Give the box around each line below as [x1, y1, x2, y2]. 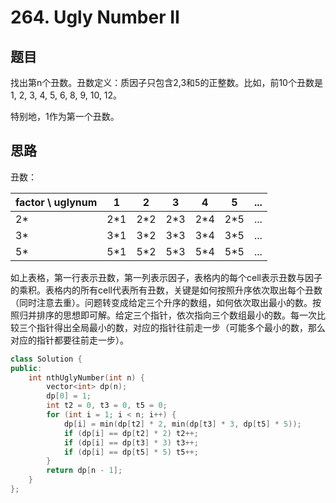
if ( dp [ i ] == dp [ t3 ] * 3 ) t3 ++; [63, 437, 199, 448]
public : [10, 363, 43, 373]
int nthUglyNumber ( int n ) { [28, 372, 145, 383]
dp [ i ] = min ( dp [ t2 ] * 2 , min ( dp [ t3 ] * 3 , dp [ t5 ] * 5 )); [63, 419, 302, 429]
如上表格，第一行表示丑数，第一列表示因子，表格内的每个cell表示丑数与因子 [10, 271, 323, 283]
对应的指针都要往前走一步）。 [10, 334, 129, 346]
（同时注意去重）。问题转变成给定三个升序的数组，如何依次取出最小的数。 [10, 296, 313, 308]
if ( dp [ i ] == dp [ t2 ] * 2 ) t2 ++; [63, 428, 199, 438]
